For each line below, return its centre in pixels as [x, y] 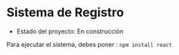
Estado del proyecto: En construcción [70, 31]
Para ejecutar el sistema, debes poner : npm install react [89, 44]
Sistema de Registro [65, 13]
